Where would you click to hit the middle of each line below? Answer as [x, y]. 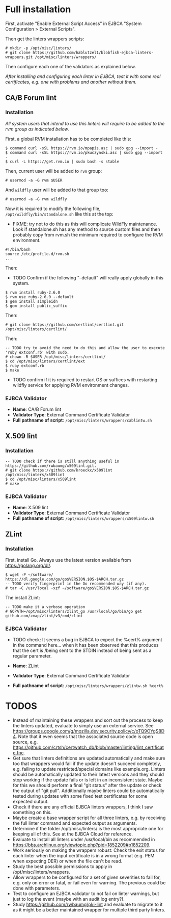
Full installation [38, 9]
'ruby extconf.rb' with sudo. [37, 352]
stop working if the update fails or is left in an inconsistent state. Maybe [88, 780]
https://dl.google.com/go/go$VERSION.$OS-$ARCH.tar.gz [65, 579]
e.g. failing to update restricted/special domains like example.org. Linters [89, 769]
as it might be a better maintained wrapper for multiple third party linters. [89, 910]
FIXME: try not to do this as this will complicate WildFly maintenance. [85, 224]
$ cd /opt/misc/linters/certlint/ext [45, 361]
